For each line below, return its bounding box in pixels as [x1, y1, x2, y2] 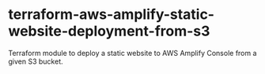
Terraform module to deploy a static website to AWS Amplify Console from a [8, 48, 257, 57]
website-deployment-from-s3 [8, 22, 210, 40]
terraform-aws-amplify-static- [8, 6, 215, 24]
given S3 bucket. [8, 57, 63, 66]
